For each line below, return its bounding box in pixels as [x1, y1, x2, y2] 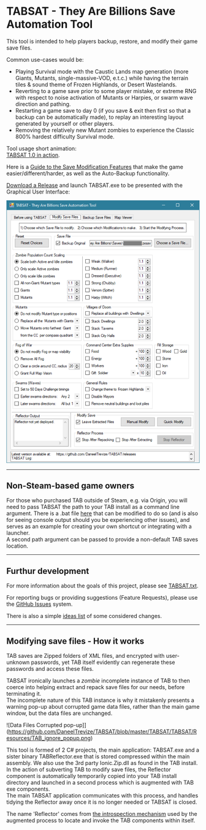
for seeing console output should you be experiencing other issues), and [6, 516, 190, 524]
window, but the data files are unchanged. [6, 709, 113, 717]
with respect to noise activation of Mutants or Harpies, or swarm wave [15, 94, 193, 101]
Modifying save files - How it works [6, 636, 145, 646]
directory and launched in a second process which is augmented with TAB [6, 779, 194, 786]
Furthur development [6, 565, 90, 576]
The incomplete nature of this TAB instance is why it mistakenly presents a [6, 696, 194, 704]
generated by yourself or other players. [15, 119, 115, 127]
